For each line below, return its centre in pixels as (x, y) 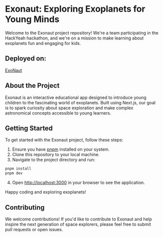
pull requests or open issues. (34, 229)
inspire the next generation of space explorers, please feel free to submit (78, 224)
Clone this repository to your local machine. (56, 155)
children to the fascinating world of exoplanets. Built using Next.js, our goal (80, 102)
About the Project (32, 86)
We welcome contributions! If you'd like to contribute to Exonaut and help (79, 219)
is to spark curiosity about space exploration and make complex (69, 108)
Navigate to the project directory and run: (54, 160)
